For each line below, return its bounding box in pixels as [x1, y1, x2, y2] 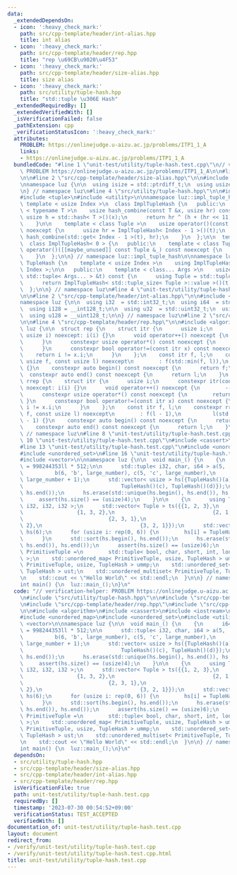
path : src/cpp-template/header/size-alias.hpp [20, 69, 159, 76]
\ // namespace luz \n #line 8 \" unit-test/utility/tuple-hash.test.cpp [20, 430, 232, 437]
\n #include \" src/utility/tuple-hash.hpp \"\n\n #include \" [20, 594, 197, 601]
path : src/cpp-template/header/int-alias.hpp [20, 30, 157, 37]
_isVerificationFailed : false [13, 115, 102, 122]
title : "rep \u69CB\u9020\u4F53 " [20, 56, 119, 64]
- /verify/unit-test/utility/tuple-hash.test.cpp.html [7, 850, 172, 857]
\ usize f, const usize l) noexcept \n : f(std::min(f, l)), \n [20, 358, 229, 366]
